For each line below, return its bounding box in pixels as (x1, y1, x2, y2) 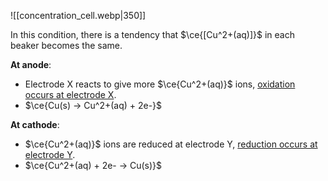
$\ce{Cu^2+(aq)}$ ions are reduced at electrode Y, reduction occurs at (24, 138, 318, 150)
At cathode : (10, 119, 60, 130)
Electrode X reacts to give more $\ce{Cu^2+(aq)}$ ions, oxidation (24, 78, 296, 90)
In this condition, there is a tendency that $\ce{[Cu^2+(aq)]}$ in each (10, 29, 295, 40)
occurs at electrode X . (24, 89, 117, 100)
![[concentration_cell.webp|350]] (10, 10, 147, 21)
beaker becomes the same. (10, 40, 123, 51)
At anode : (10, 59, 52, 70)
